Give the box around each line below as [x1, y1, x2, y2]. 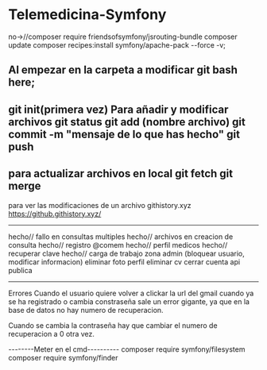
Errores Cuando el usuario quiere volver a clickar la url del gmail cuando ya [8, 288, 254, 298]
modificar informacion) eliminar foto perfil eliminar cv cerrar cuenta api [8, 256, 241, 267]
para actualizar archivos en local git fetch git [8, 167, 233, 180]
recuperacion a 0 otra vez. [8, 329, 95, 338]
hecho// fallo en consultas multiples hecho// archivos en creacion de [8, 232, 234, 241]
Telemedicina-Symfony [8, 6, 167, 24]
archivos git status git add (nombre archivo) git [8, 115, 246, 129]
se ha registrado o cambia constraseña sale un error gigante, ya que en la [8, 296, 250, 306]
